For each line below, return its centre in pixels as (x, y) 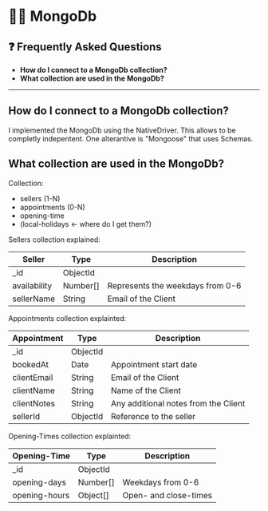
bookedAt (31, 364)
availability (32, 285)
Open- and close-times (167, 495)
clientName (34, 390)
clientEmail (33, 377)
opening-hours (41, 495)
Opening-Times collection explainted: (70, 436)
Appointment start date (154, 364)
